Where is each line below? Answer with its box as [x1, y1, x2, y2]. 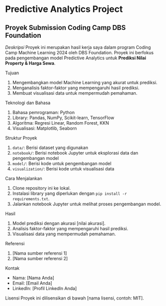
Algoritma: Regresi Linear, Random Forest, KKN [12, 120, 109, 126]
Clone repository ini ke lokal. [12, 185, 71, 191]
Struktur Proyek [5, 135, 37, 141]
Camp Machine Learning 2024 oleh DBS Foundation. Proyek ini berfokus [5, 50, 154, 55]
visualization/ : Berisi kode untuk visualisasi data [12, 166, 114, 171]
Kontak [5, 265, 20, 271]
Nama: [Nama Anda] [12, 275, 55, 281]
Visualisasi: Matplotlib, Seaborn [12, 126, 77, 131]
